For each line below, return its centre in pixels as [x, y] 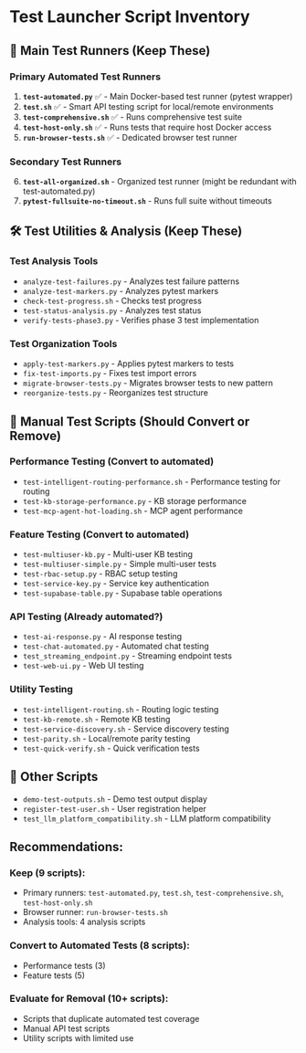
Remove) [36, 436]
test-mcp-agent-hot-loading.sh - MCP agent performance [133, 511]
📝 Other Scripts [54, 777]
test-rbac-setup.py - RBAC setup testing [100, 574]
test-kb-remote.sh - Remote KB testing [96, 719]
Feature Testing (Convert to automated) [100, 534]
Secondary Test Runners [66, 162]
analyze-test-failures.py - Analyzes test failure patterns [131, 281]
